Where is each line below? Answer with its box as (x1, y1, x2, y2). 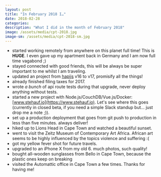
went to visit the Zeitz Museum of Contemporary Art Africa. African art (12, 130, 153, 136)
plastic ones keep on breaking (12, 156, 73, 162)
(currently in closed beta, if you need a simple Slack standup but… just (12, 104, 153, 110)
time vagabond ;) (12, 58, 47, 64)
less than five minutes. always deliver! (12, 120, 88, 125)
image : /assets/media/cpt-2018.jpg (5, 30, 77, 35)
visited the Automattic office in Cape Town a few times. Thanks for (12, 161, 145, 167)
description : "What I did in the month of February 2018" (5, 25, 125, 30)
